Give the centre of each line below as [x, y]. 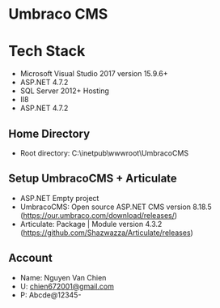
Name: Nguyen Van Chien [63, 277]
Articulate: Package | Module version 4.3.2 [91, 224]
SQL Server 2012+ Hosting [64, 91]
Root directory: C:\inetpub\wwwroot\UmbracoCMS [104, 153]
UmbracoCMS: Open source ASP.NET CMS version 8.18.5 [116, 207]
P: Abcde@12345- [51, 295]
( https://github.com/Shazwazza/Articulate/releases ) [107, 233]
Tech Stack [47, 51]
